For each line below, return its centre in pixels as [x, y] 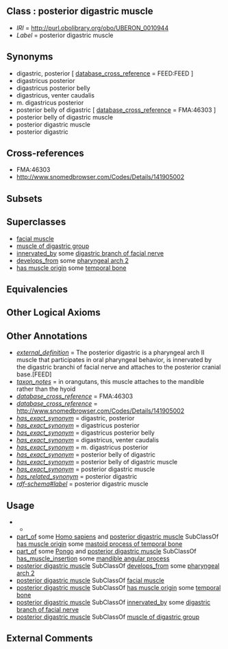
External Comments [50, 638]
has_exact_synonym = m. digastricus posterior [82, 447]
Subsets [24, 198]
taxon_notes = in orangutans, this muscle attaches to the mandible [110, 382]
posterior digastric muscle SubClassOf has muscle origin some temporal [118, 588]
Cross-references [46, 153]
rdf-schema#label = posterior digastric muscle [82, 484]
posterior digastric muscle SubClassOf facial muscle [90, 580]
